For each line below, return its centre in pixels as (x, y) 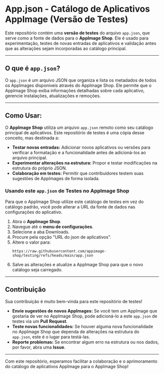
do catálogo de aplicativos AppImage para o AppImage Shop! (67, 366)
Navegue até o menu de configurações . (53, 227)
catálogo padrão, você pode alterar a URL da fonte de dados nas (70, 207)
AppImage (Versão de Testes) (67, 19)
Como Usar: (24, 116)
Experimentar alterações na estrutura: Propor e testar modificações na (85, 163)
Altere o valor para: (31, 242)
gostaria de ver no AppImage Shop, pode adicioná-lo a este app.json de (85, 316)
